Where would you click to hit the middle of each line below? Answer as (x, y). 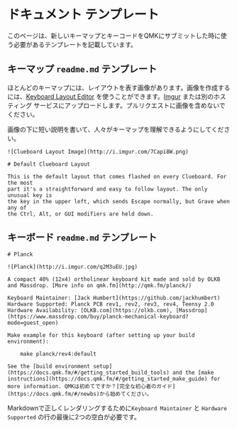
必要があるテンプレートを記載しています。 (75, 44)
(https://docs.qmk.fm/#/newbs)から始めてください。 (80, 394)
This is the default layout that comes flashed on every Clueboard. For (117, 176)
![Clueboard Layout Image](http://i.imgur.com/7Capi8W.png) (98, 151)
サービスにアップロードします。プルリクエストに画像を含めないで (129, 105)
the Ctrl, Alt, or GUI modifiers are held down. (81, 214)
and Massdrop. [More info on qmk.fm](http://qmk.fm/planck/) (100, 285)
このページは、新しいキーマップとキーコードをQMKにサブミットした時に (114, 36)
